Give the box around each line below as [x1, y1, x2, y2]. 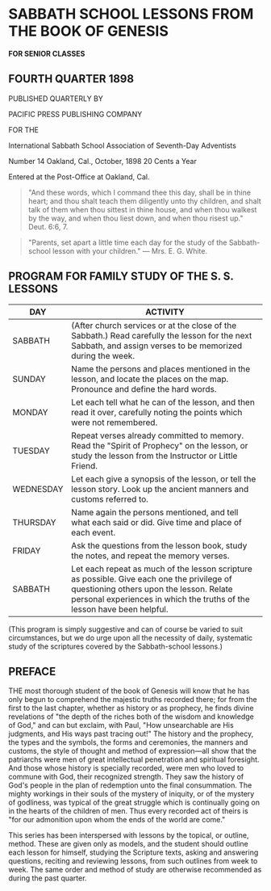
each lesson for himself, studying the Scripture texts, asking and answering [8, 847, 259, 857]
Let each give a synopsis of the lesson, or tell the [71, 473, 256, 485]
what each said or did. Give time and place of [71, 516, 242, 527]
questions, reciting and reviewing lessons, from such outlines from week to [8, 856, 258, 866]
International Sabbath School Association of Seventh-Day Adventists [8, 141, 236, 150]
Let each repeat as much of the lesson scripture [71, 563, 252, 574]
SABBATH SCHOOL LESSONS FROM [8, 5, 254, 23]
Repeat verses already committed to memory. [71, 430, 244, 441]
